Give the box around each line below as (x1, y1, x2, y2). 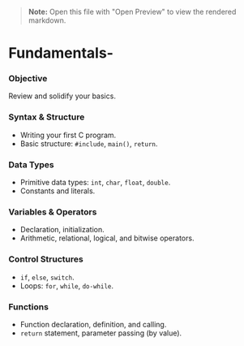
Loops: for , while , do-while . (19, 280, 114, 291)
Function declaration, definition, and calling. (19, 319, 167, 329)
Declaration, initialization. (19, 225, 105, 235)
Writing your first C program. (19, 130, 117, 140)
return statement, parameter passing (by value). (19, 328, 182, 338)
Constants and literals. (19, 186, 96, 196)
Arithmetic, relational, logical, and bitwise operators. (19, 233, 195, 243)
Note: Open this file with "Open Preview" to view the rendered (28, 7, 237, 16)
